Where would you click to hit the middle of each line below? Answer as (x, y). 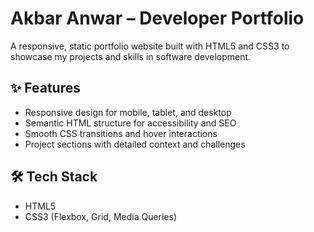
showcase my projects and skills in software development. (131, 56)
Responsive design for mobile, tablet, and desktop (128, 112)
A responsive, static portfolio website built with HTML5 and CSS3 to (150, 46)
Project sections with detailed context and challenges (135, 144)
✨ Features (45, 88)
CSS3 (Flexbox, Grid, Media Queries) (101, 216)
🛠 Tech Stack (54, 177)
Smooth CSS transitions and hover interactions (121, 133)
